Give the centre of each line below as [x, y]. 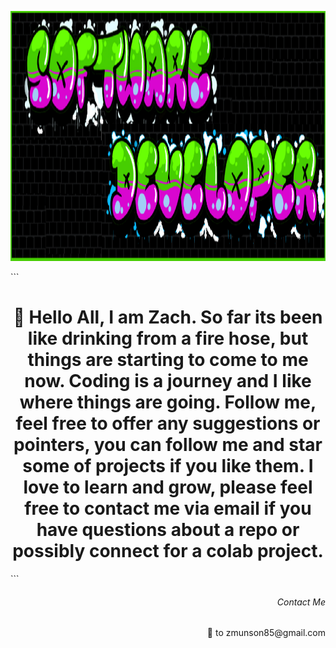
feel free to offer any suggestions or [168, 423]
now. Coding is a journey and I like [168, 381]
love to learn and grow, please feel [168, 487]
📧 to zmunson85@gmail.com [266, 633]
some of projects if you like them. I [168, 466]
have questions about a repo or [168, 530]
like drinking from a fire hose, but [168, 338]
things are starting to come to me [168, 360]
